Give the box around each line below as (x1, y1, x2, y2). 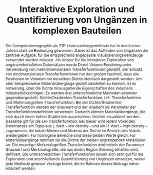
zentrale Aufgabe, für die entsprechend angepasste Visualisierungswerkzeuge (5, 52, 143, 58)
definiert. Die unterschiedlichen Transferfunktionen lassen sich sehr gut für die (5, 151, 144, 157)
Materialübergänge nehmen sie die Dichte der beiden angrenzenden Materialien (5, 137, 145, 143)
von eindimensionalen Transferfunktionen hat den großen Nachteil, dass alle (5, 71, 139, 76)
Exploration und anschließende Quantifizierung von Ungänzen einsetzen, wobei (5, 156, 145, 161)
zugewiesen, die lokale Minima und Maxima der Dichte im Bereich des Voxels (5, 128, 141, 133)
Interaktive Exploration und (19, 4, 134, 15)
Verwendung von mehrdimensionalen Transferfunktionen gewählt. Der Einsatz (5, 66, 142, 72)
